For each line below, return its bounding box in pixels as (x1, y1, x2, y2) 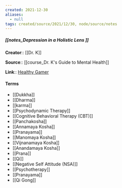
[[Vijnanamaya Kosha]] (12, 140, 60, 146)
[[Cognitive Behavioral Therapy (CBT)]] (12, 113, 93, 119)
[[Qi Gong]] (12, 177, 36, 183)
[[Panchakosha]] (12, 119, 47, 125)
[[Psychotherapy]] (12, 166, 50, 172)
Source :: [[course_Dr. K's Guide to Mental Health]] (5, 59, 109, 65)
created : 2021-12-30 (5, 7, 48, 13)
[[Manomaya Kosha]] (12, 134, 56, 141)
